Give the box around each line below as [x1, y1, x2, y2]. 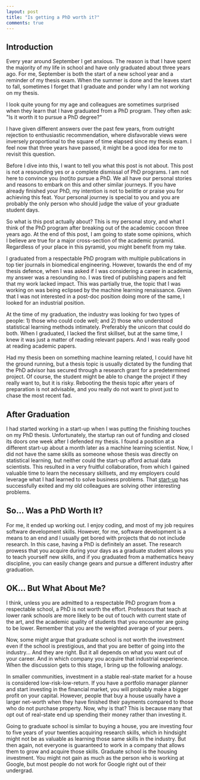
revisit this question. [6, 150, 56, 158]
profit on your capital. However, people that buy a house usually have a [6, 692, 181, 699]
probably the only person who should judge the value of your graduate [6, 200, 180, 208]
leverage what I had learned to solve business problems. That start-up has [6, 476, 189, 483]
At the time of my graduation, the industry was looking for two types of [6, 311, 180, 318]
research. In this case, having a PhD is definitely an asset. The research [6, 540, 182, 547]
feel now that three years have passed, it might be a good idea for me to [6, 144, 183, 151]
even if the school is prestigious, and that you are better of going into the [6, 642, 185, 649]
